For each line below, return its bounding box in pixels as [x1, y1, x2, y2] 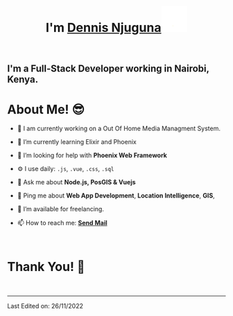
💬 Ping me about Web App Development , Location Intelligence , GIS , [17, 191, 215, 200]
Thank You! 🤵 [7, 259, 85, 275]
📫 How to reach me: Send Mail [17, 219, 107, 227]
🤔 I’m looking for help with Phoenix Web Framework [17, 151, 168, 159]
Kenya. [7, 73, 39, 85]
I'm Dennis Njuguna [45, 20, 162, 36]
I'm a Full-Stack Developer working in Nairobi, [7, 63, 209, 75]
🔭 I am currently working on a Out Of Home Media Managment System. [17, 124, 221, 133]
